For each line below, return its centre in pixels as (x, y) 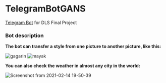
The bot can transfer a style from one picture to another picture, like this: (83, 46)
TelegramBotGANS (45, 9)
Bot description (24, 35)
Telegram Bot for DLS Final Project (41, 22)
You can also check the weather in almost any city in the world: (73, 66)
